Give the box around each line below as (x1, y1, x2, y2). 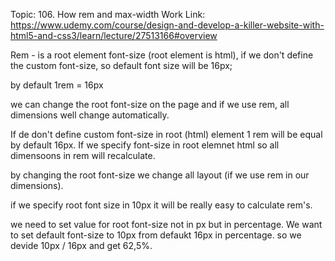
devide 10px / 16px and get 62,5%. (10, 240, 153, 251)
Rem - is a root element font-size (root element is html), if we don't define (10, 49, 314, 61)
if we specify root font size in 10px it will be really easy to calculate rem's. (10, 199, 313, 211)
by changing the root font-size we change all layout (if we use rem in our (10, 169, 310, 181)
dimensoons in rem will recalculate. (10, 150, 156, 161)
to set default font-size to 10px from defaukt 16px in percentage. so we (10, 229, 302, 241)
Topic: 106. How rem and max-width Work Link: (10, 9, 206, 20)
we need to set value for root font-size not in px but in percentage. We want (10, 219, 323, 230)
